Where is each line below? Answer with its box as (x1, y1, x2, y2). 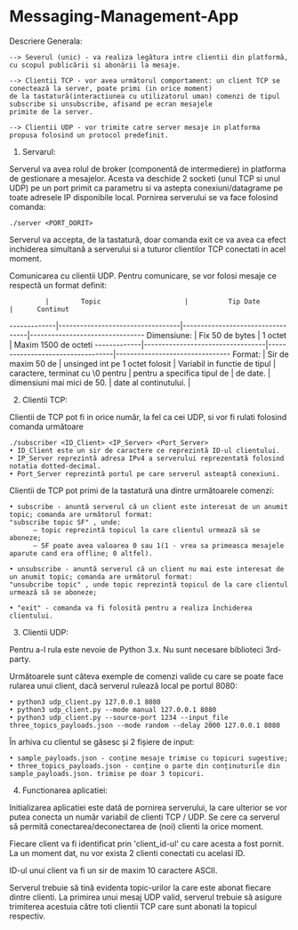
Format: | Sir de (232, 349, 289, 360)
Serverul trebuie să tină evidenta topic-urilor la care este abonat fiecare (9, 882, 271, 893)
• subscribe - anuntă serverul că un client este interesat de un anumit (9, 502, 289, 511)
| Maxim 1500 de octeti (9, 339, 93, 350)
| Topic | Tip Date (44, 296, 261, 306)
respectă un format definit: (9, 279, 108, 290)
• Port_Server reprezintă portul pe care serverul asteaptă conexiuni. (9, 469, 280, 478)
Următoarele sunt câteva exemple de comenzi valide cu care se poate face (9, 670, 284, 682)
